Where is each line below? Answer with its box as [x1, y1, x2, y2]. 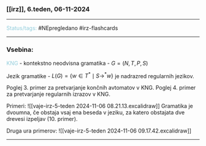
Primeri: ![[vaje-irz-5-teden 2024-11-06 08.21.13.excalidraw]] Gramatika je [6, 103, 193, 110]
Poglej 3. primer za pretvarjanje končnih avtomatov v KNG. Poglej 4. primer [6, 84, 196, 92]
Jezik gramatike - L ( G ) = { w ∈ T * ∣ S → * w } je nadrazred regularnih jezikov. [6, 71, 194, 79]
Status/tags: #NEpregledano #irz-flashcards [6, 24, 118, 32]
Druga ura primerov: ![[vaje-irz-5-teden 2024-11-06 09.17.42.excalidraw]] [6, 127, 192, 134]
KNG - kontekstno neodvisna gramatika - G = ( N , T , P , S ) [6, 59, 148, 67]
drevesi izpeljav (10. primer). [6, 115, 78, 123]
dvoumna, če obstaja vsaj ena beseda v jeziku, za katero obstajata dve [6, 109, 185, 116]
